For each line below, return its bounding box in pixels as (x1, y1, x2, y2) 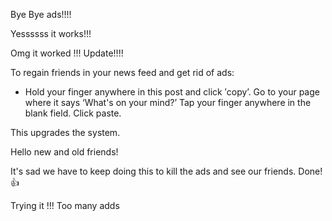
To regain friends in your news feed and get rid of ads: (10, 67, 235, 78)
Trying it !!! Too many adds (10, 200, 120, 211)
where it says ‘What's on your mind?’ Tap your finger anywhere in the (24, 97, 312, 108)
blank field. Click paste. (24, 107, 122, 119)
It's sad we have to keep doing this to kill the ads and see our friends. (10, 165, 297, 177)
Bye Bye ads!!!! (10, 9, 72, 20)
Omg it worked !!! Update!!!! (10, 47, 124, 59)
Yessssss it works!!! (10, 28, 92, 39)
